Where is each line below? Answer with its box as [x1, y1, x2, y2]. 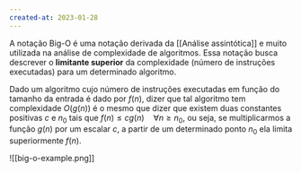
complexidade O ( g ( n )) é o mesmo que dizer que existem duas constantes [9, 102, 282, 113]
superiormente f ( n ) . [9, 135, 83, 146]
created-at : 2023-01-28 [9, 13, 99, 22]
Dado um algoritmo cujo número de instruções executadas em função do [9, 83, 280, 94]
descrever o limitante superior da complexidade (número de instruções [9, 56, 276, 67]
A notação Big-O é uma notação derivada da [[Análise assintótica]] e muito [9, 38, 288, 48]
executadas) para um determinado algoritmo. [9, 66, 177, 77]
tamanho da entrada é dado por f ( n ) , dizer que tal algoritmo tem [9, 93, 246, 104]
